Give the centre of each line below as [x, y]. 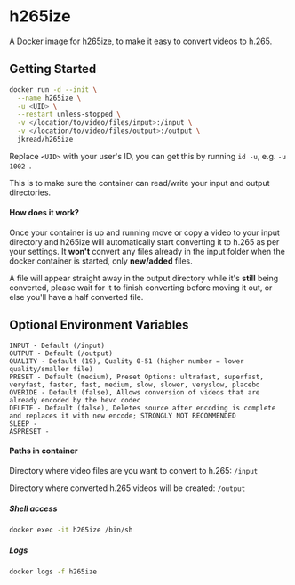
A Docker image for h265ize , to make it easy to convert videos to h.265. [141, 41]
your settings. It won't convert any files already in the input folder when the [147, 252]
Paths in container [44, 451]
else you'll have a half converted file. [76, 297]
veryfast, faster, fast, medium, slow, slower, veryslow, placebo [135, 385]
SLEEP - [24, 423]
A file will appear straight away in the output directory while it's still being [144, 279]
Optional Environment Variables [99, 325]
